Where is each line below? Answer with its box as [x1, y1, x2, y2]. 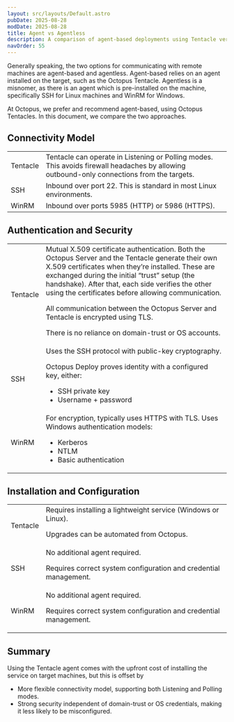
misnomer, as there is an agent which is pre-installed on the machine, [7, 84, 207, 92]
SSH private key [57, 386, 110, 395]
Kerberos [57, 437, 88, 447]
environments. [45, 189, 93, 199]
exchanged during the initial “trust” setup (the [45, 270, 195, 280]
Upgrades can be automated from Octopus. [45, 530, 188, 540]
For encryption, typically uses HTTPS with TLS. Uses [45, 413, 219, 423]
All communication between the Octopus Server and [45, 304, 217, 313]
